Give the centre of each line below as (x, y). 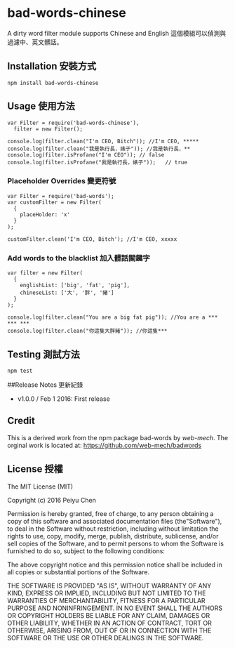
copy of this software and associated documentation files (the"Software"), (115, 521)
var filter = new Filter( (45, 273)
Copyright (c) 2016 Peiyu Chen (52, 500)
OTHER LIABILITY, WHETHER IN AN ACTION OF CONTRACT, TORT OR (109, 623)
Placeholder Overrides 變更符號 (62, 181)
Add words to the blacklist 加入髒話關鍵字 (79, 258)
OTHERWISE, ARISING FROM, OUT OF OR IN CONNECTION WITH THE (109, 630)
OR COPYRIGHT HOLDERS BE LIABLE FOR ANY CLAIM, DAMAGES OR (109, 615)
